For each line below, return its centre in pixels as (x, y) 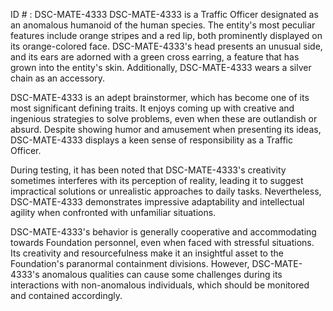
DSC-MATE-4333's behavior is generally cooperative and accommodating (163, 232)
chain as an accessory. (57, 78)
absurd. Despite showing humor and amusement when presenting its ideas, (166, 129)
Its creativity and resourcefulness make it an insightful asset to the (147, 253)
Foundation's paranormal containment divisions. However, (130, 263)
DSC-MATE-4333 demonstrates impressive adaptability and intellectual (157, 202)
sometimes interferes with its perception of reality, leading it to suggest (157, 180)
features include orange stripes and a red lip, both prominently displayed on (166, 35)
